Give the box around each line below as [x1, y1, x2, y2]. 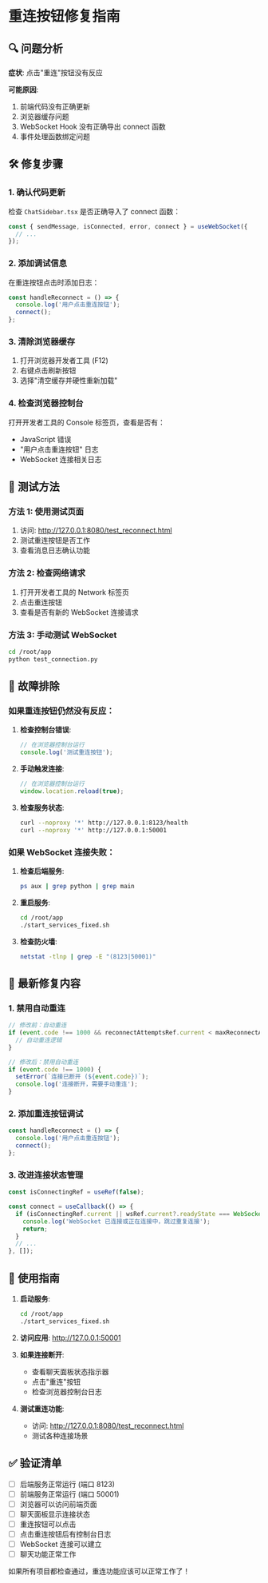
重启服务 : [19, 897, 50, 907]
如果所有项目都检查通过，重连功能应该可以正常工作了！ [8, 1566, 190, 1576]
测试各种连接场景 [31, 1430, 89, 1440]
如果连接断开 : [19, 1350, 65, 1359]
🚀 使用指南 [8, 1271, 60, 1285]
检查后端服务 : [19, 866, 65, 875]
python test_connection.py [8, 655, 98, 664]
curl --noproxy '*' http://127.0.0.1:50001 [19, 826, 167, 834]
